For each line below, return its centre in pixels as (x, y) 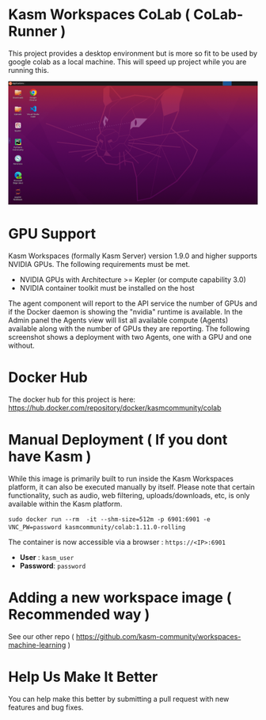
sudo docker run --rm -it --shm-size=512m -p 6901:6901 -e (110, 519)
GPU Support (52, 234)
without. (21, 345)
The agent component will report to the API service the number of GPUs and (133, 303)
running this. (28, 70)
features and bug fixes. (46, 707)
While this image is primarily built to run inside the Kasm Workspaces (121, 478)
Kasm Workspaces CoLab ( (99, 15)
